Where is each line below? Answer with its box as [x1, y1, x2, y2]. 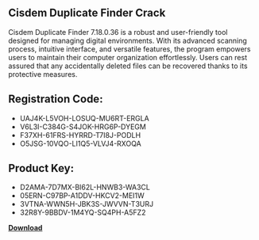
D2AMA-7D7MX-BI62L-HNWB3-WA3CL [19, 182, 151, 192]
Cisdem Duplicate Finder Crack [8, 6, 166, 20]
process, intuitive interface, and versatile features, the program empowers [8, 44, 251, 54]
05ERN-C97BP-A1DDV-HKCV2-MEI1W [19, 191, 145, 200]
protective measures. [8, 69, 78, 78]
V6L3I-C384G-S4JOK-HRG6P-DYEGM [19, 122, 147, 131]
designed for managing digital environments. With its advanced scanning [8, 36, 248, 45]
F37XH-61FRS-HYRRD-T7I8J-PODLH [19, 130, 141, 139]
